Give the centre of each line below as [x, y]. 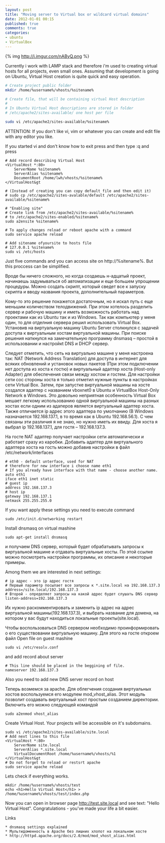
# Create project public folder [38, 85]
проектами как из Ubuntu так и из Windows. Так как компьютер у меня [80, 317]
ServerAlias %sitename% [39, 174]
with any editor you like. [29, 137]
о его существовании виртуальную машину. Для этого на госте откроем [82, 633]
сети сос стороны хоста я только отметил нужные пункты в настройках [81, 379]
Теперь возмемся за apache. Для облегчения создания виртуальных [78, 689]
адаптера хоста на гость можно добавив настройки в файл [67, 447]
